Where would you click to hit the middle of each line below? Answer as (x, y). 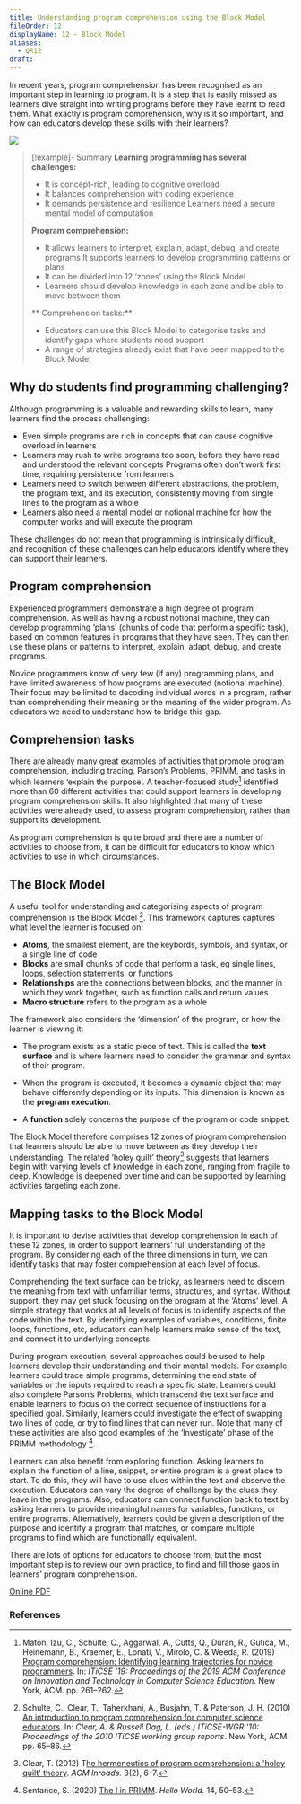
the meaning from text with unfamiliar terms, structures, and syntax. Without (150, 1291)
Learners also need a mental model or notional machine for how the (147, 512)
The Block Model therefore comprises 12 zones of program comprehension (148, 1136)
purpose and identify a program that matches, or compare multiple (132, 1527)
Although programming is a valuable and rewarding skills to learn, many (142, 409)
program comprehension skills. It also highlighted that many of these (136, 801)
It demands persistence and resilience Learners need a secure (160, 203)
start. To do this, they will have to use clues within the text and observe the (147, 1480)
